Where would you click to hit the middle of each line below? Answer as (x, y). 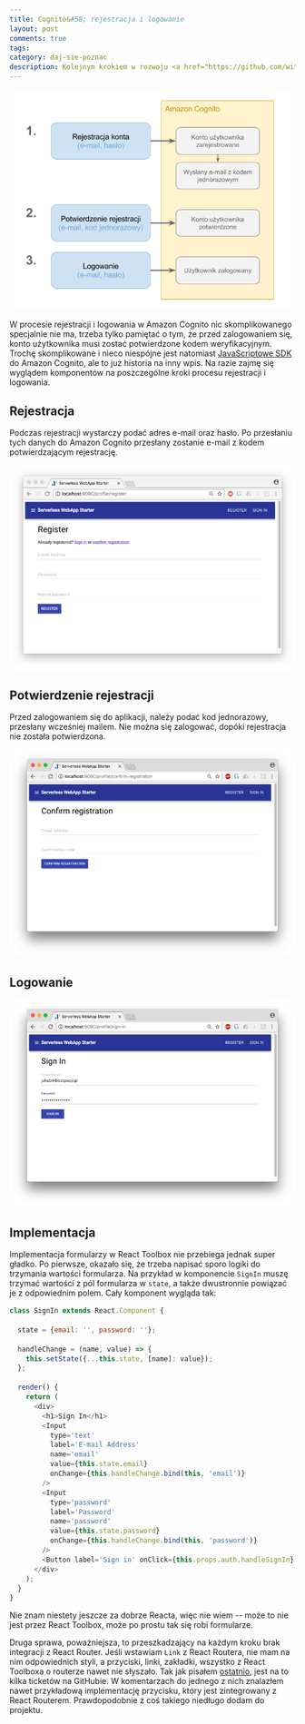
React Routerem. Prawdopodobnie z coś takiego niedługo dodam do (137, 1700)
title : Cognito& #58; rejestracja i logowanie (97, 19)
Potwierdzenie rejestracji (82, 696)
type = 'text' (72, 1435)
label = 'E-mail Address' (95, 1445)
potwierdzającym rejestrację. (64, 452)
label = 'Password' (83, 1512)
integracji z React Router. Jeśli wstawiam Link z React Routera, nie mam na (150, 1652)
